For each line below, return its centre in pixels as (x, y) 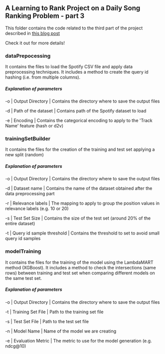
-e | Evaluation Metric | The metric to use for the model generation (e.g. (79, 341)
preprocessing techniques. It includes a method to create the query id (77, 72)
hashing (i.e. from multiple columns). (43, 77)
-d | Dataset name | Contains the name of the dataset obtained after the (79, 188)
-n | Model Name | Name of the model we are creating (61, 331)
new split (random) (24, 155)
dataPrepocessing (28, 56)
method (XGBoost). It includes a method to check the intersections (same (81, 267)
